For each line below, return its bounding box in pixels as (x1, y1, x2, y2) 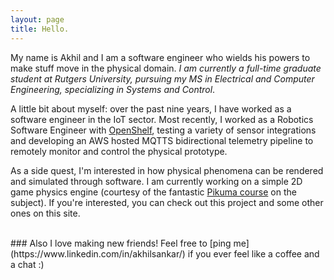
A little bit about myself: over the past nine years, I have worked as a (10, 102, 292, 115)
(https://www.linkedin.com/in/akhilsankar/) (10, 247, 186, 260)
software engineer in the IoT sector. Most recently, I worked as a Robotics (10, 113, 314, 125)
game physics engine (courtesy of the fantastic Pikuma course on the (10, 186, 297, 198)
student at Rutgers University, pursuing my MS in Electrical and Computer (10, 72, 315, 85)
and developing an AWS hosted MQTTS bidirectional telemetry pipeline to (10, 134, 314, 146)
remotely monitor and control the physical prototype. (10, 145, 228, 157)
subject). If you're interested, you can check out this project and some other (10, 196, 324, 208)
